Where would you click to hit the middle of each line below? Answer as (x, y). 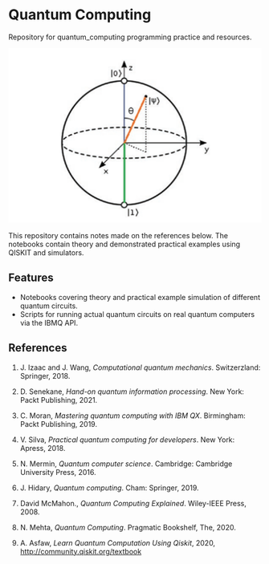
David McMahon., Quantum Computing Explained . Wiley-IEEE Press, (133, 503)
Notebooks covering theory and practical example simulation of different (140, 297)
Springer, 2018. (45, 375)
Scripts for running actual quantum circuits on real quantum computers (137, 314)
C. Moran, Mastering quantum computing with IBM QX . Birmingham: (133, 416)
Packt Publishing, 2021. (59, 400)
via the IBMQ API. (49, 323)
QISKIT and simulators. (46, 252)
